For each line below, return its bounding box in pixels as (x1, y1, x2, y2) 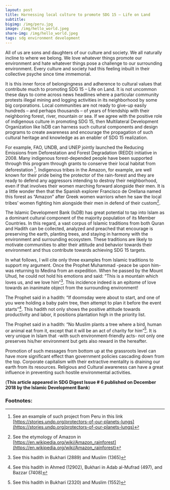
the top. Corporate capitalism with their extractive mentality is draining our (5, 359, 160, 365)
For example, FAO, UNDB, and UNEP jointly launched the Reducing (5, 144, 144, 150)
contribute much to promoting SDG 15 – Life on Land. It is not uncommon (5, 86, 157, 92)
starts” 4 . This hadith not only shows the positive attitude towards (5, 305, 141, 312)
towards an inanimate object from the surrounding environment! (5, 284, 138, 291)
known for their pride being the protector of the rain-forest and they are (5, 172, 154, 178)
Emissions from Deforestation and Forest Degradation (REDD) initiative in (5, 150, 157, 156)
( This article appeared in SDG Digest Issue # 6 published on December (5, 379, 156, 385)
